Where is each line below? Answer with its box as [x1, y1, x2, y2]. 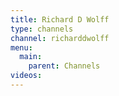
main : [19, 52, 43, 62]
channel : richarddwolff [10, 33, 110, 43]
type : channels [10, 24, 74, 34]
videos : [10, 71, 43, 81]
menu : [10, 42, 33, 53]
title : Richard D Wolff [10, 14, 110, 25]
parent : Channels [28, 61, 101, 71]
